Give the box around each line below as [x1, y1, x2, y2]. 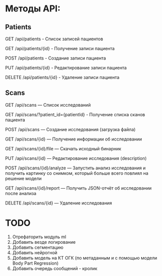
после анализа [5, 190, 36, 196]
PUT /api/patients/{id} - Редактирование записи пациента [5, 65, 127, 70]
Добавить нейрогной [12, 249, 58, 256]
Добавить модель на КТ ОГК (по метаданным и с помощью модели [12, 255, 158, 261]
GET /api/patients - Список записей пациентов [5, 36, 103, 42]
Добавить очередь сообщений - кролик [12, 265, 98, 271]
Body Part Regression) [12, 260, 59, 266]
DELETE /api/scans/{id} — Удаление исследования [5, 200, 112, 206]
